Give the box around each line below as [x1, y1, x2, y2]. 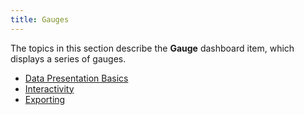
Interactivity [24, 82, 75, 95]
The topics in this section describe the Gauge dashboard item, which [10, 42, 295, 54]
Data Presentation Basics [24, 72, 129, 84]
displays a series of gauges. [10, 52, 127, 65]
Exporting [24, 93, 66, 105]
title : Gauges [10, 14, 70, 25]
